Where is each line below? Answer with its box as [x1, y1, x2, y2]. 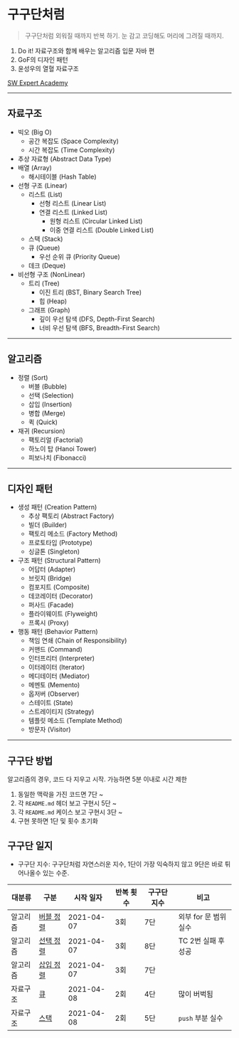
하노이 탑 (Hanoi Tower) [28, 444, 97, 452]
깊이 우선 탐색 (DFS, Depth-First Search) [38, 314, 155, 323]
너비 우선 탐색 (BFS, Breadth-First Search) [38, 323, 160, 332]
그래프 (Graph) [28, 305, 70, 314]
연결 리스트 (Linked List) [38, 208, 108, 216]
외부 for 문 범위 [178, 912, 227, 921]
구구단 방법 [7, 755, 53, 767]
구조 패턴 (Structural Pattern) [17, 556, 101, 565]
